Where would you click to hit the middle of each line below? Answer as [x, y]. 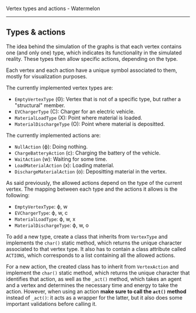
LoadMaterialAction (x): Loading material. [64, 165]
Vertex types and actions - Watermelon [53, 8]
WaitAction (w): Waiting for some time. [61, 159]
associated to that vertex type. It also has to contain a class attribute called [96, 249]
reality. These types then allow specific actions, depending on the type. [92, 59]
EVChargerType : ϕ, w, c [41, 212]
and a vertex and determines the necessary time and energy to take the [92, 285]
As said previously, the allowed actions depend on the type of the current [94, 183]
